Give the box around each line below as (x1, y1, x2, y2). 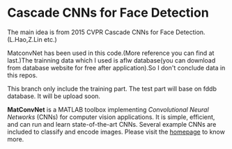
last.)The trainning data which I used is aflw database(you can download (7, 56, 216, 64)
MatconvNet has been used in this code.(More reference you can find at (7, 49, 215, 57)
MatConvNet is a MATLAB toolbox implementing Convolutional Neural (7, 105, 209, 113)
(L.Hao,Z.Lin (7, 35, 43, 43)
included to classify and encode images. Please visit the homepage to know (7, 127, 225, 136)
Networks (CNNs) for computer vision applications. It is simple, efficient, (7, 113, 215, 121)
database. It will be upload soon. (7, 92, 101, 100)
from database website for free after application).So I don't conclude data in (7, 63, 226, 72)
